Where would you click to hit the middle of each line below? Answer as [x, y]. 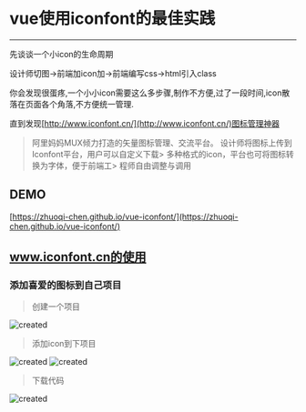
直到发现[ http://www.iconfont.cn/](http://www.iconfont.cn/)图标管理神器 [145, 123]
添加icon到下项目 [64, 344]
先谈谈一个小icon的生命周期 [61, 54]
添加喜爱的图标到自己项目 [66, 286]
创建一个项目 [56, 306]
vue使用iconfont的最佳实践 [112, 19]
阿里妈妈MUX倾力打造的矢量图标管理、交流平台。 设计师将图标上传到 [162, 143]
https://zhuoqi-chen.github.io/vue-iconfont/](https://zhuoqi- [125, 216]
